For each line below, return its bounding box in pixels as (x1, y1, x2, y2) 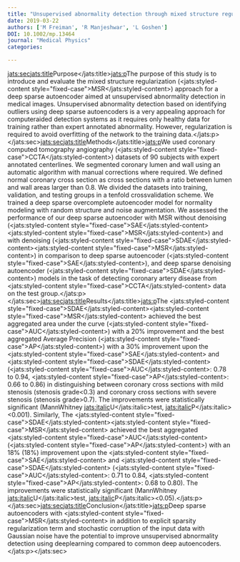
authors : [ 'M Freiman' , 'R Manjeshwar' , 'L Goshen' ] (7, 24, 168, 31)
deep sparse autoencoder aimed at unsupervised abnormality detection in (7, 92, 226, 101)
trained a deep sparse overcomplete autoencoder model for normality (7, 198, 213, 207)
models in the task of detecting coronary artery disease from (38, 274, 217, 282)
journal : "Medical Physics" (7, 37, 91, 44)
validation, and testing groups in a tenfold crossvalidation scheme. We (7, 190, 214, 199)
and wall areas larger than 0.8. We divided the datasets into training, (7, 183, 208, 191)
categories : (7, 44, 43, 51)
